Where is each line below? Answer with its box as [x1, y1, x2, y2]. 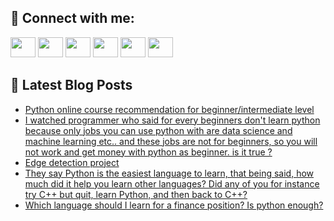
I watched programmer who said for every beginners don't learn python [24, 114, 321, 126]
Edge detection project [24, 156, 120, 168]
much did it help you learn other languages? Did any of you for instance [24, 177, 320, 190]
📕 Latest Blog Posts [10, 77, 133, 94]
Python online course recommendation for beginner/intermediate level [24, 103, 315, 115]
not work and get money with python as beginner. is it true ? [24, 146, 273, 158]
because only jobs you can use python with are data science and [24, 124, 293, 136]
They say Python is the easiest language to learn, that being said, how [24, 167, 315, 179]
